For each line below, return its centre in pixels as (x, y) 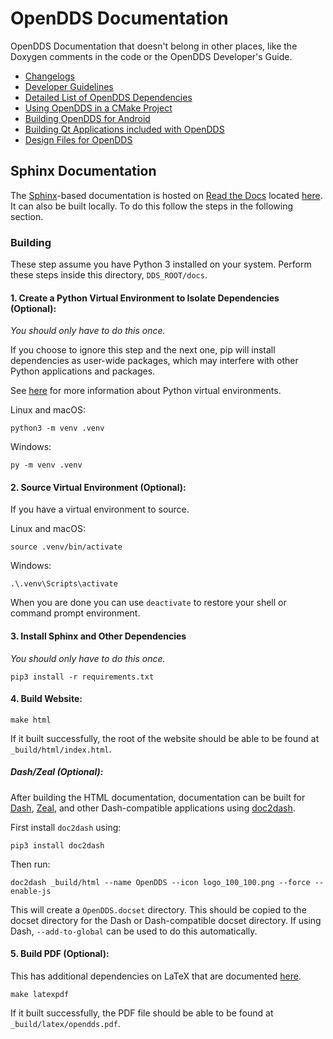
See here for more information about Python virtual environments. (146, 391)
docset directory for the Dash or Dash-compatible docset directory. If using (166, 920)
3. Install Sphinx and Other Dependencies (98, 636)
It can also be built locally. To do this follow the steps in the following (151, 206)
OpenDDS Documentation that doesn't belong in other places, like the (154, 46)
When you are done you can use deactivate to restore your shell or (148, 603)
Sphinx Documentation (83, 171)
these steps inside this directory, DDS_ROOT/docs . (109, 275)
